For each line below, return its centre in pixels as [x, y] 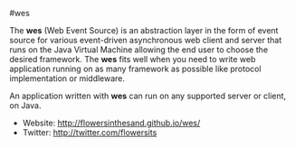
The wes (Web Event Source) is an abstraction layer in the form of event [144, 30]
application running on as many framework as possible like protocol [135, 69]
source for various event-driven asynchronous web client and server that [146, 40]
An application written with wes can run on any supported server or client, [148, 96]
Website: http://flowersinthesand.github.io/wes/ [111, 123]
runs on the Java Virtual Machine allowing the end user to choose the [139, 50]
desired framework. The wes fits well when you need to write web [133, 59]
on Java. [25, 106]
